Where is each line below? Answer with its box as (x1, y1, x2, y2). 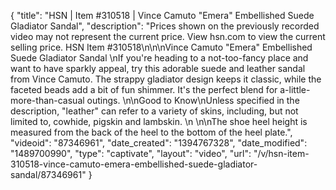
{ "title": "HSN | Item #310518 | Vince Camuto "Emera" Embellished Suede (10, 10, 315, 21)
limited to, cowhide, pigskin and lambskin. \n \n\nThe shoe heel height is (10, 116, 308, 127)
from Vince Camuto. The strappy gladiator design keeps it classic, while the (10, 73, 322, 85)
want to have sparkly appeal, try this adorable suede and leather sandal (10, 63, 306, 74)
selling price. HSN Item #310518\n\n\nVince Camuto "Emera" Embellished (10, 41, 313, 53)
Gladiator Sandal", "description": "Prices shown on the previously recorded (10, 20, 320, 32)
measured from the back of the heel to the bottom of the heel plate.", (10, 126, 293, 138)
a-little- (279, 84, 311, 95)
